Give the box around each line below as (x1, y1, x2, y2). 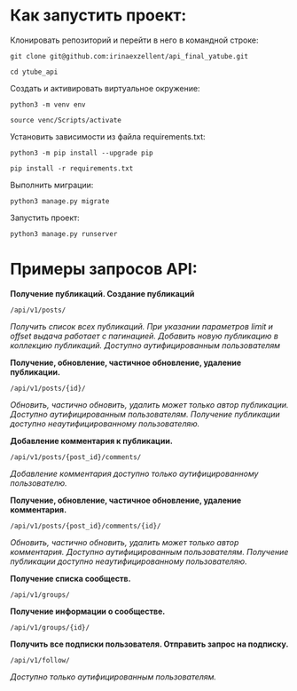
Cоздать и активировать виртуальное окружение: (10, 83, 200, 93)
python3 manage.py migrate (10, 196, 110, 205)
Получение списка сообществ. (10, 573, 131, 584)
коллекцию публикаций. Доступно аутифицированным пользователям (10, 339, 281, 351)
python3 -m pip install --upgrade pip (10, 148, 153, 157)
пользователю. (10, 477, 67, 488)
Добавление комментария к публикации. (10, 435, 174, 446)
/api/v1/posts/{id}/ (10, 384, 87, 393)
